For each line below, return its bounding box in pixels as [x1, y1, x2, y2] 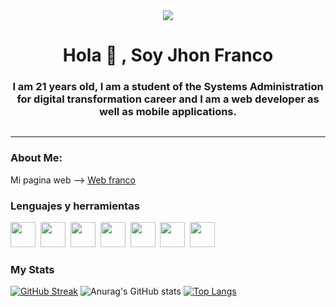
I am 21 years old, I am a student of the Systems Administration [12, 80, 324, 94]
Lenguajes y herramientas [10, 199, 140, 213]
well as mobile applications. [98, 105, 237, 119]
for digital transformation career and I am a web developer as [16, 92, 320, 106]
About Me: [10, 151, 63, 165]
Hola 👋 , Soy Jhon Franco [62, 44, 274, 67]
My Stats [10, 263, 55, 276]
